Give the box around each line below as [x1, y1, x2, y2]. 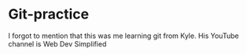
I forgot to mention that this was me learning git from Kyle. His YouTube [8, 31, 239, 40]
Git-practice [8, 5, 89, 23]
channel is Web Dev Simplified [8, 39, 107, 48]
